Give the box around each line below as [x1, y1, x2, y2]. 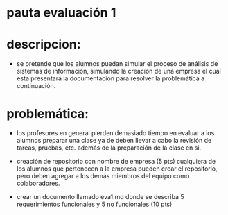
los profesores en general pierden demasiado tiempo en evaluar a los [16, 129, 215, 137]
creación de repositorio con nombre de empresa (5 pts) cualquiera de [16, 157, 216, 166]
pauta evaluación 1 [6, 5, 116, 21]
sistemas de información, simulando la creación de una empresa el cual [16, 67, 221, 76]
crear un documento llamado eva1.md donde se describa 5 [16, 193, 184, 201]
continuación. [16, 82, 56, 90]
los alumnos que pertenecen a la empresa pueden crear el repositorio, [16, 164, 218, 173]
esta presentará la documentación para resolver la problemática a [16, 74, 205, 83]
